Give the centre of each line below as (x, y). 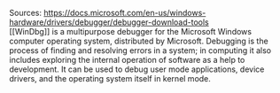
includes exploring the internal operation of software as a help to (127, 60)
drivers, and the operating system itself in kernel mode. (110, 78)
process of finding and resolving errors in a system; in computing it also (140, 50)
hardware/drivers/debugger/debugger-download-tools (109, 22)
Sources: (26, 13)
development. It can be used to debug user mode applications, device (137, 69)
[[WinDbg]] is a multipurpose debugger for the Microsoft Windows (131, 31)
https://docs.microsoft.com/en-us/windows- (125, 13)
